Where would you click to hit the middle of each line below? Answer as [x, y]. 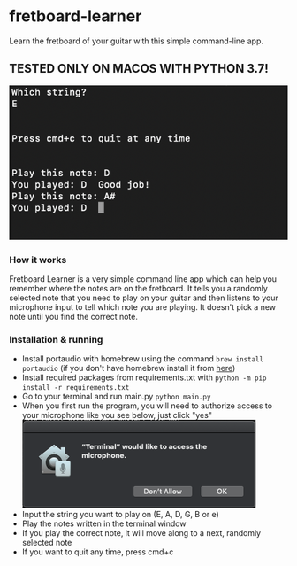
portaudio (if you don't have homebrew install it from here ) [129, 368]
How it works [38, 260]
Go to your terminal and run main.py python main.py [116, 397]
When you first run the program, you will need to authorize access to [147, 406]
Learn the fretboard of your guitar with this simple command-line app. [136, 41]
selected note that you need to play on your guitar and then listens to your [144, 298]
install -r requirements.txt [76, 388]
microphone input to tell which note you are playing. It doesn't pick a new [143, 306]
